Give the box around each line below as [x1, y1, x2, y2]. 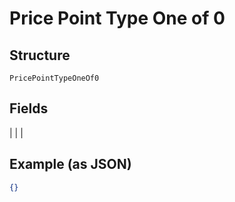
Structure [9, 47, 71, 64]
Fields [9, 100, 49, 117]
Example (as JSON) [9, 156, 132, 173]
